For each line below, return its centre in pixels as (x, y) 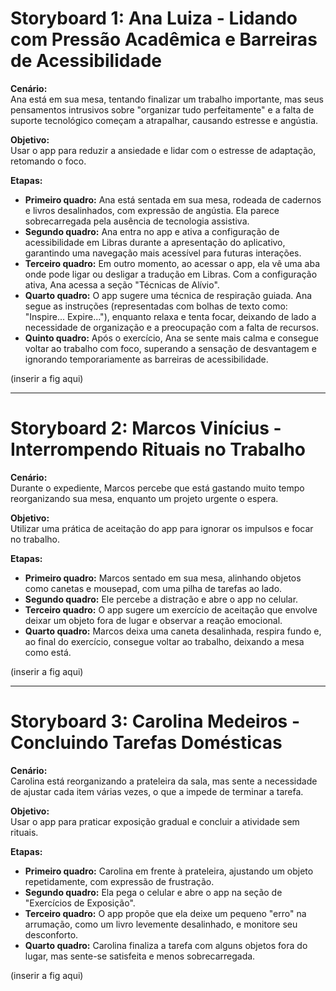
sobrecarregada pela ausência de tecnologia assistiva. (137, 221)
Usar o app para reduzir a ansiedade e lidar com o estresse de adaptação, (163, 150)
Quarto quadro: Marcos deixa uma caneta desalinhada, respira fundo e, (173, 631)
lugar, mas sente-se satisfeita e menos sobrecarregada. (140, 956)
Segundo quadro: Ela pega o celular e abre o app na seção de (153, 892)
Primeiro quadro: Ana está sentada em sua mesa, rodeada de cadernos (173, 199)
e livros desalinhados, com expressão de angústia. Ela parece (152, 210)
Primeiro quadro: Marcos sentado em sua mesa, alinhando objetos (163, 578)
